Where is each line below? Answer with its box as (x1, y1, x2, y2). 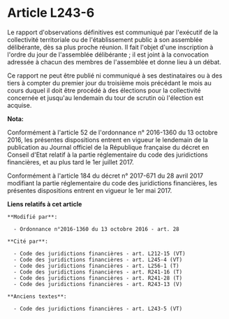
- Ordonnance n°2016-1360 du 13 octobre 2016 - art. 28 (13, 225, 179, 232)
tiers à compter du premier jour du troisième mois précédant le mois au (7, 78, 212, 87)
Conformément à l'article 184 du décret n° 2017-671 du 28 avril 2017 (7, 171, 204, 180)
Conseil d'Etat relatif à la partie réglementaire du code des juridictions (7, 150, 208, 159)
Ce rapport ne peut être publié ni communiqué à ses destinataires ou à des (7, 71, 223, 80)
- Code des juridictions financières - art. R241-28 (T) (13, 274, 183, 281)
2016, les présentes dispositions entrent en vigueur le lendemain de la (7, 135, 208, 144)
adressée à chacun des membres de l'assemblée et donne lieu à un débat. (7, 57, 222, 66)
